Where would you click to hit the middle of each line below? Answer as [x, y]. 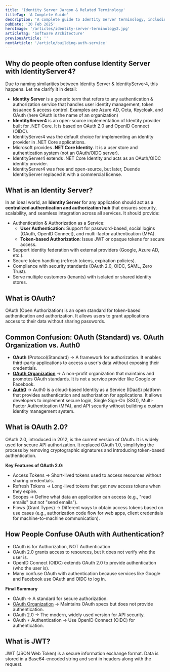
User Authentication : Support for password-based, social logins [88, 228]
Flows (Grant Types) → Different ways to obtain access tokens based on [88, 507]
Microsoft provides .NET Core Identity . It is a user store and [75, 147]
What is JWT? [28, 641]
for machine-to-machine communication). [56, 518]
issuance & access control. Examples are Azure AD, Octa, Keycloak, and [88, 110]
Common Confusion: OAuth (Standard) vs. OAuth [85, 337]
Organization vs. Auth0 [43, 345]
